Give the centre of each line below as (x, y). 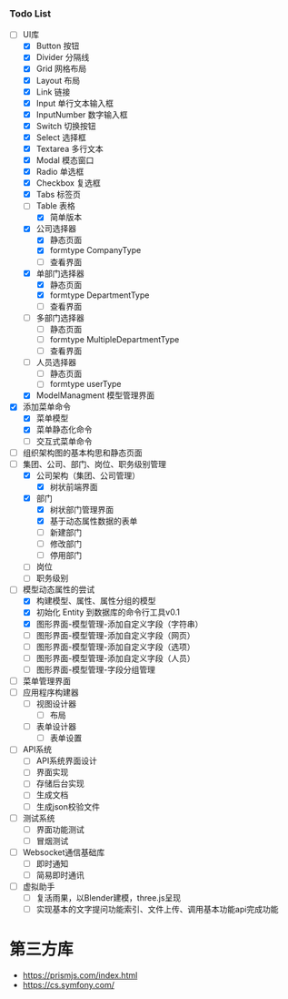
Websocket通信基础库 (64, 852)
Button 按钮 (58, 46)
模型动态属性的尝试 (59, 589)
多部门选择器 (60, 318)
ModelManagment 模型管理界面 (95, 395)
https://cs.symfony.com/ (69, 985)
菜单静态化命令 (64, 430)
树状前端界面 (74, 486)
